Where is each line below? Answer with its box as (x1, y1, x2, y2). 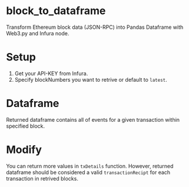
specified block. (6, 122, 45, 129)
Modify (6, 143, 42, 156)
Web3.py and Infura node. (6, 29, 69, 36)
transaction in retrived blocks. (6, 175, 78, 182)
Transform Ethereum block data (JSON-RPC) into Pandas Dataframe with (6, 24, 184, 31)
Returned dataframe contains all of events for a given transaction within (6, 116, 180, 123)
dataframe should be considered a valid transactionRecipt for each (6, 169, 171, 176)
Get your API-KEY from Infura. (14, 69, 88, 77)
